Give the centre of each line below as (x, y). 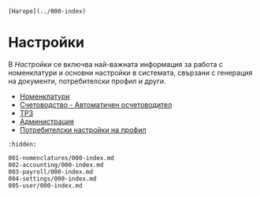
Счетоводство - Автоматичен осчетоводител (96, 104)
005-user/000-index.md (45, 185)
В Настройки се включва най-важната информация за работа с (115, 64)
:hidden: (22, 144)
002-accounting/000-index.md (56, 165)
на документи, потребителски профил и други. (87, 81)
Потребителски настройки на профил (83, 129)
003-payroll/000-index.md (50, 172)
